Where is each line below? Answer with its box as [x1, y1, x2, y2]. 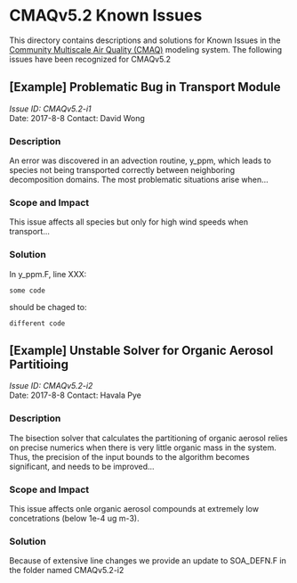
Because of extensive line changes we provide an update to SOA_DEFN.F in [9, 555, 286, 566]
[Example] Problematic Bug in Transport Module [9, 79, 282, 94]
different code [9, 318, 66, 328]
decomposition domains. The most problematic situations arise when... [9, 175, 269, 185]
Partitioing [9, 357, 69, 373]
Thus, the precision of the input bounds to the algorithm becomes [9, 451, 251, 462]
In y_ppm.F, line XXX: [9, 268, 87, 279]
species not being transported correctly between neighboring [9, 165, 236, 176]
